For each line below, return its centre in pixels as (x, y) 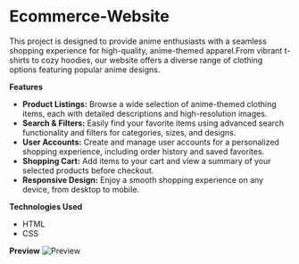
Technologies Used (46, 206)
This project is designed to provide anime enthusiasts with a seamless (138, 41)
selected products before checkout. (88, 170)
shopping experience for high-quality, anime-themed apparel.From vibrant (146, 50)
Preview (25, 251)
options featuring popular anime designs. (85, 70)
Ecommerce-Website (89, 16)
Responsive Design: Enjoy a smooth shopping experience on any (143, 179)
